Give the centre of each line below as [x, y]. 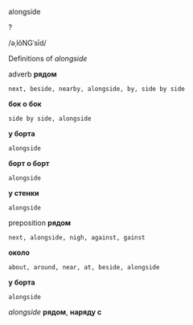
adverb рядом [33, 74]
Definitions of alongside [48, 58]
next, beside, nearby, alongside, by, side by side [96, 89]
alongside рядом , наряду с [55, 312]
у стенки [24, 193]
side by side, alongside [50, 119]
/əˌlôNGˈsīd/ [27, 43]
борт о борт [29, 163]
